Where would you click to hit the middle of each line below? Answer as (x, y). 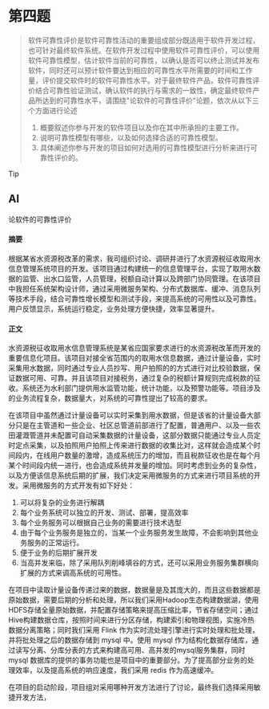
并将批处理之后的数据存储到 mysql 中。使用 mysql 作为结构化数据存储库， (130, 640)
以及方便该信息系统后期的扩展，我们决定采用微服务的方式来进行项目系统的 (131, 475)
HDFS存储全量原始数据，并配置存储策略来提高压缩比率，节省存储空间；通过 (133, 610)
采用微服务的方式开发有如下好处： (78, 486)
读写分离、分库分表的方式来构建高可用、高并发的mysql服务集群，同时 (130, 650)
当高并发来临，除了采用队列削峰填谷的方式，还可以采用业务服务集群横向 (139, 563)
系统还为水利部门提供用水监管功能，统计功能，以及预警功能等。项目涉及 (141, 388)
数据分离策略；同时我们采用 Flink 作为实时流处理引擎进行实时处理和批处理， (134, 630)
